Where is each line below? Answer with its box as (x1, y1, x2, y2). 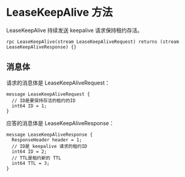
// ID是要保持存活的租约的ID (11, 97, 76, 103)
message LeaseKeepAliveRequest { (6, 91, 90, 97)
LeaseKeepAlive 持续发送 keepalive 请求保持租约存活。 (6, 27, 143, 34)
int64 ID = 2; (11, 149, 47, 155)
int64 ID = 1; (11, 103, 47, 109)
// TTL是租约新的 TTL (11, 155, 61, 161)
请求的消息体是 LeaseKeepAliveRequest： (6, 79, 110, 86)
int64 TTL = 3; (11, 160, 50, 166)
